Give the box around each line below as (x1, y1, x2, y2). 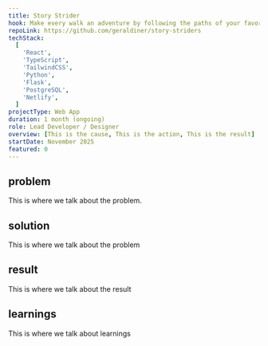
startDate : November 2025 (8, 137, 94, 146)
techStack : (8, 33, 45, 42)
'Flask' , (22, 78, 52, 86)
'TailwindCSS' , (22, 64, 73, 72)
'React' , (22, 49, 52, 57)
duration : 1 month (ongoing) (8, 116, 105, 124)
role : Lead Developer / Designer (8, 123, 120, 131)
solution (8, 218, 50, 232)
